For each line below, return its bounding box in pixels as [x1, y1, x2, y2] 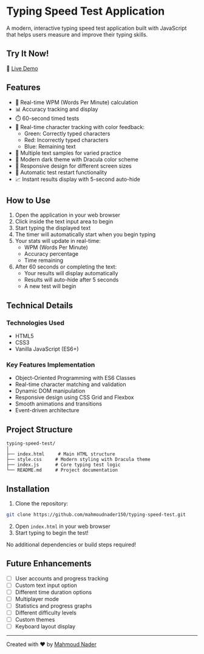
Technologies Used [6, 318, 65, 327]
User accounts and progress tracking [15, 574, 109, 582]
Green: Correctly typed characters [24, 130, 110, 137]
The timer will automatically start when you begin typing [15, 231, 156, 238]
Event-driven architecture [15, 407, 80, 414]
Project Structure [6, 424, 73, 435]
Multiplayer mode [15, 595, 59, 602]
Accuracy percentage [24, 250, 79, 258]
